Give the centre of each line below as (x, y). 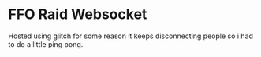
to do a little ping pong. (46, 44)
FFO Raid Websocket (78, 14)
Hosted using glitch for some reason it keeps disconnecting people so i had (131, 36)
